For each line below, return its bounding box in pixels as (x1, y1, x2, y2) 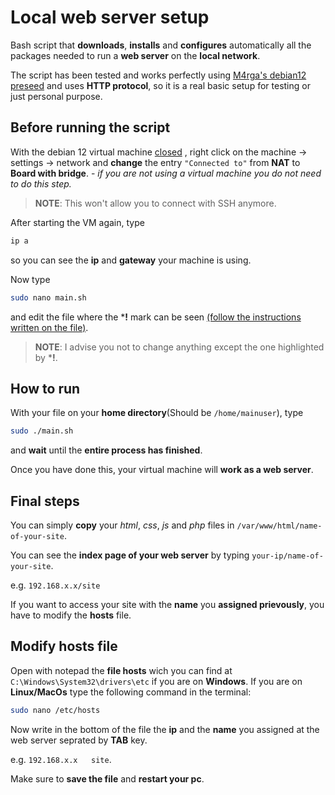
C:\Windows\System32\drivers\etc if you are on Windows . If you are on (10, 675, 303, 687)
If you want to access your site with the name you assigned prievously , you (10, 599, 325, 610)
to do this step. (10, 177, 72, 190)
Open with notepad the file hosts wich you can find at (10, 664, 233, 676)
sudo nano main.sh (10, 292, 87, 303)
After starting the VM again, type (10, 216, 145, 228)
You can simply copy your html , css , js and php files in (10, 519, 235, 531)
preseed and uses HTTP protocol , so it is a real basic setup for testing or (10, 79, 311, 91)
